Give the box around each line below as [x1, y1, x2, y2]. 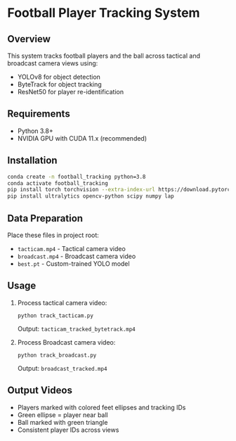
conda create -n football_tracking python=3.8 [7, 173, 146, 180]
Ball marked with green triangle [17, 418, 108, 426]
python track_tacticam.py [17, 312, 93, 319]
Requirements [7, 108, 70, 120]
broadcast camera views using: [7, 59, 98, 68]
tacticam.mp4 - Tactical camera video [17, 244, 126, 253]
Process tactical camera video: [17, 298, 107, 307]
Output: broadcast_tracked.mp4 [17, 364, 107, 372]
